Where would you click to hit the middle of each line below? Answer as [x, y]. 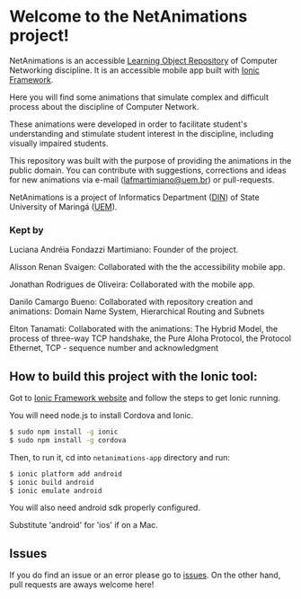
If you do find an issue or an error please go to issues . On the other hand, [145, 575]
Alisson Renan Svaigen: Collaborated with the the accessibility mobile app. [147, 267]
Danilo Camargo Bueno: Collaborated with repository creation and [131, 302]
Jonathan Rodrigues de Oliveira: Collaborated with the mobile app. [133, 284]
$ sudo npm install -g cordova [68, 440]
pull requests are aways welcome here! [82, 585]
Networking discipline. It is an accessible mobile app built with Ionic [135, 70]
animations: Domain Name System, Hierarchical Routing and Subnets [137, 311]
